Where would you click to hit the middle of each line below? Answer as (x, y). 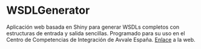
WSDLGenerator (48, 10)
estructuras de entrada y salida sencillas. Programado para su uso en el (96, 33)
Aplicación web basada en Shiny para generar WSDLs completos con (93, 27)
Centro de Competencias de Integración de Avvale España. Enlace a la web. (101, 39)
